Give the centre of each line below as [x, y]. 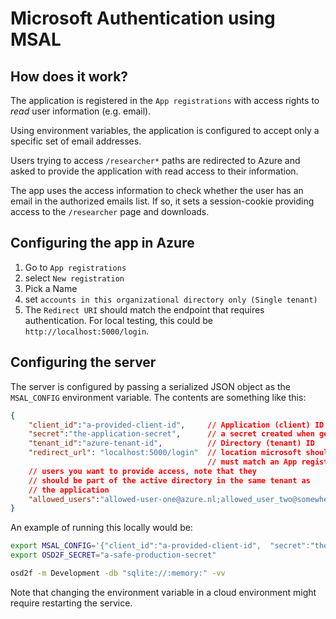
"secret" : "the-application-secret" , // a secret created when [171, 434]
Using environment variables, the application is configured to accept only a [165, 130]
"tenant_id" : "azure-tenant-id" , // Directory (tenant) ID [171, 443]
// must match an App [252, 462]
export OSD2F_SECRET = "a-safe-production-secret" [113, 555]
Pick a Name [51, 288]
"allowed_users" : [64, 499]
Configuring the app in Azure [102, 243]
